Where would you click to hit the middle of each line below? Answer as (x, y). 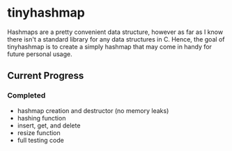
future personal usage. (40, 54)
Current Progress (46, 76)
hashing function (41, 118)
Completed (26, 96)
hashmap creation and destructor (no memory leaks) (93, 110)
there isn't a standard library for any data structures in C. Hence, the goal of (116, 39)
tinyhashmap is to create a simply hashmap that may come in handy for (110, 46)
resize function (39, 132)
